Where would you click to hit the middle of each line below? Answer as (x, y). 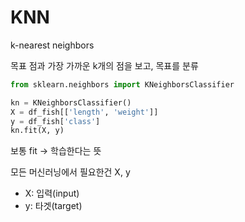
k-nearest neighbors (52, 45)
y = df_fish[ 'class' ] (55, 121)
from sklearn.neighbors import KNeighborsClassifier (122, 84)
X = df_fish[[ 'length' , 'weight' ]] (84, 112)
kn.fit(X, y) (37, 131)
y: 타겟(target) (53, 206)
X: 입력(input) (52, 193)
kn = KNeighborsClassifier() (71, 102)
